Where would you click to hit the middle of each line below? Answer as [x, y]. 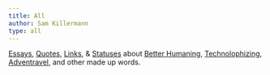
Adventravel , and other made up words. [75, 62]
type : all [25, 31]
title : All [27, 16]
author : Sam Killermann [49, 23]
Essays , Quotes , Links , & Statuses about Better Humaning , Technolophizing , [135, 54]
